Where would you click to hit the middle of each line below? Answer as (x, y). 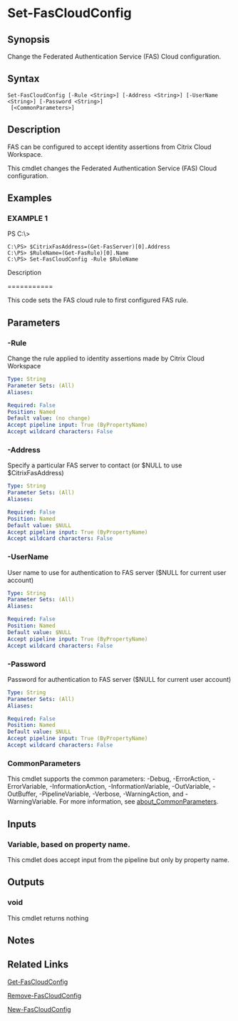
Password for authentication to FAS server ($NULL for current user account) (119, 679)
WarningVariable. (33, 802)
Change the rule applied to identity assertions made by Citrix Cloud (106, 358)
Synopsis (29, 40)
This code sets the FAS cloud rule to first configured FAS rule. (98, 300)
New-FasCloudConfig (39, 1009)
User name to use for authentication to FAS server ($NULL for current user (117, 572)
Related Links (38, 964)
